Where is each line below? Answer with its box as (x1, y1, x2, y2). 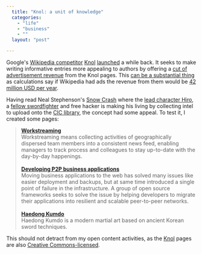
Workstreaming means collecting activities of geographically (21, 133, 172, 141)
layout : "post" (11, 37, 50, 43)
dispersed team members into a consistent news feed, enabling (21, 140, 179, 147)
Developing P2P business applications (21, 165, 119, 173)
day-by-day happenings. (21, 153, 83, 160)
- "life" (17, 20, 39, 26)
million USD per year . (6, 84, 59, 91)
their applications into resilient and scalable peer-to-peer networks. (21, 197, 189, 205)
